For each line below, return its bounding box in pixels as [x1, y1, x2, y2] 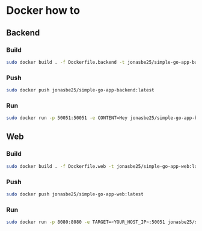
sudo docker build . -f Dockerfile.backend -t [6, 59, 125, 65]
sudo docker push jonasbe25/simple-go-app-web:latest [6, 191, 144, 197]
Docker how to [6, 4, 80, 17]
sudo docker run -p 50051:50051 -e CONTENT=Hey [6, 115, 128, 121]
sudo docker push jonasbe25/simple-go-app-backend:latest [6, 87, 155, 93]
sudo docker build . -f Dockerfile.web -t [6, 163, 114, 169]
